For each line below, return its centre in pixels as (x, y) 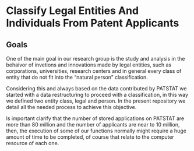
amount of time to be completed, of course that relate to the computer (90, 137)
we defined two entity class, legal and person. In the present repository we (96, 101)
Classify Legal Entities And (72, 11)
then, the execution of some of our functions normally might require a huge (96, 131)
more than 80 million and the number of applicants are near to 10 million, (93, 124)
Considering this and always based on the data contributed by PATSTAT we (96, 88)
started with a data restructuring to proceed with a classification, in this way (97, 95)
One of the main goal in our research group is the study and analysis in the (96, 59)
